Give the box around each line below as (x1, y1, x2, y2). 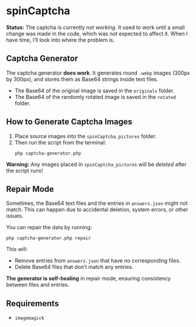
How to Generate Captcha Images (6, 117, 133, 127)
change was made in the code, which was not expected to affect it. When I (6, 30, 188, 37)
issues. (6, 212, 24, 220)
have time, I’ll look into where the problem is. (6, 36, 115, 43)
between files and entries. (6, 281, 70, 288)
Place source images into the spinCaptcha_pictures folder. (14, 132, 157, 140)
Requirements (6, 298, 59, 309)
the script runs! (6, 167, 43, 174)
